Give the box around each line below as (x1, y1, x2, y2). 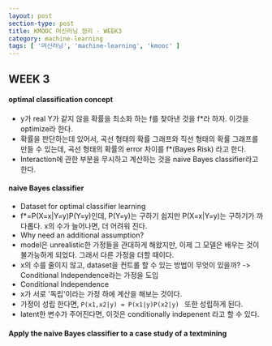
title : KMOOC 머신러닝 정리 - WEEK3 (8, 27, 123, 35)
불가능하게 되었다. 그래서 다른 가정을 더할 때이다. (19, 250, 175, 259)
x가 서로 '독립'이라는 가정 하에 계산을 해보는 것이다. (19, 288, 183, 298)
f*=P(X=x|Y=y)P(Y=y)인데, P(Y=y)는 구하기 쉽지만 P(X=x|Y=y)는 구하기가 (19, 211, 255, 220)
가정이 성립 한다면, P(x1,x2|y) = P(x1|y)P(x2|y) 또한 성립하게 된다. (19, 299, 244, 309)
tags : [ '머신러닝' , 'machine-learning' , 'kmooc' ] (8, 42, 180, 50)
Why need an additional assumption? (19, 230, 145, 240)
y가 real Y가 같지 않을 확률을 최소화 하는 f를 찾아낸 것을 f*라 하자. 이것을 (19, 113, 249, 123)
